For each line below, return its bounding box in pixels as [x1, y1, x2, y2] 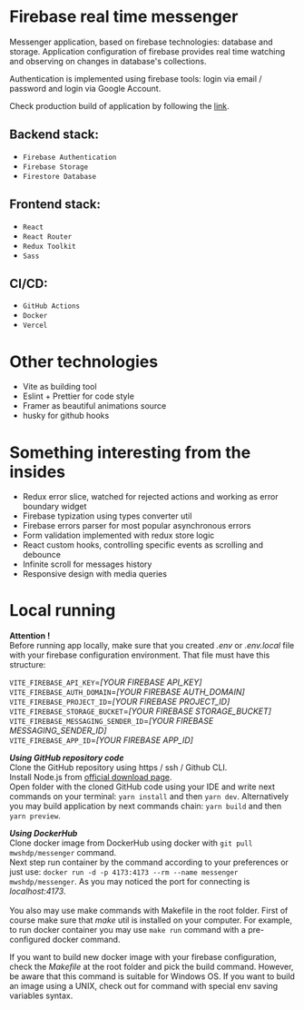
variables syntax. [9, 990, 74, 1001]
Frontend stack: [9, 197, 102, 213]
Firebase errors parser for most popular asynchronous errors [22, 520, 251, 531]
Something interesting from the [9, 442, 251, 462]
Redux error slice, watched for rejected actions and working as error [22, 491, 279, 502]
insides [9, 461, 66, 482]
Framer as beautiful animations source [22, 401, 167, 411]
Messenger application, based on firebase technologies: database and [9, 36, 273, 47]
